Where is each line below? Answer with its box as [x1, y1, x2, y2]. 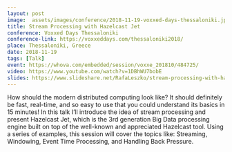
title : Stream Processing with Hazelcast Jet [7, 23, 140, 30]
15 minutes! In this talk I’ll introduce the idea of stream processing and [7, 108, 206, 116]
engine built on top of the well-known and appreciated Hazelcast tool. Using [7, 122, 224, 131]
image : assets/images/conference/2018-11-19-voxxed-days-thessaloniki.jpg [7, 17, 230, 23]
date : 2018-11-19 [7, 49, 57, 56]
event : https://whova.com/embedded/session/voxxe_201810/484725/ [7, 61, 199, 68]
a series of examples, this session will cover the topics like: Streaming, [7, 130, 208, 138]
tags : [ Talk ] [7, 55, 45, 62]
